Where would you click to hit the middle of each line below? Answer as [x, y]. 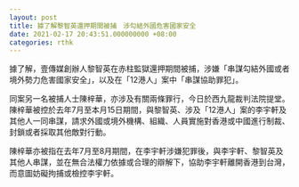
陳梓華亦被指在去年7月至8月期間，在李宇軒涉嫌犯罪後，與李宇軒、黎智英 [142, 151]
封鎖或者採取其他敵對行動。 [60, 132]
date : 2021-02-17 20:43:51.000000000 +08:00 [93, 34]
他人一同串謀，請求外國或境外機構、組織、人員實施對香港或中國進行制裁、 [153, 121]
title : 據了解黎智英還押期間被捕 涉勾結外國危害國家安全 [103, 26]
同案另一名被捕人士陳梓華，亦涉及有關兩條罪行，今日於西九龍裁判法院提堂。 [149, 99]
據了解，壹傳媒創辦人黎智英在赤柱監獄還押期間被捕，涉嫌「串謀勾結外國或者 [149, 69]
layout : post [33, 17]
